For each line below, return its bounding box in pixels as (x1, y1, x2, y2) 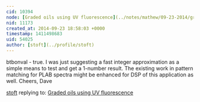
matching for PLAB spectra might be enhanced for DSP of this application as (6, 71, 194, 78)
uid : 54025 (6, 36, 33, 42)
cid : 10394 (6, 8, 33, 15)
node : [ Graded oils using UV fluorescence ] (6, 14, 116, 20)
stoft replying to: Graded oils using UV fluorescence (6, 89, 134, 96)
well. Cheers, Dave (6, 77, 52, 84)
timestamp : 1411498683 (6, 31, 62, 37)
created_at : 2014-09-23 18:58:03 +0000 (6, 25, 105, 32)
